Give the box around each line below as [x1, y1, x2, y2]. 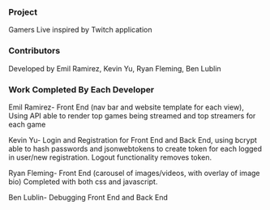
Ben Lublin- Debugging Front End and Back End [8, 192, 169, 202]
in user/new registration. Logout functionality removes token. [8, 152, 212, 162]
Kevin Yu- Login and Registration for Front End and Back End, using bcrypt [8, 135, 258, 144]
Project [8, 6, 38, 18]
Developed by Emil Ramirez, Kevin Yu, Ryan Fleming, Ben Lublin [8, 63, 221, 73]
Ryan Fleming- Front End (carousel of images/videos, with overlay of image [8, 168, 260, 178]
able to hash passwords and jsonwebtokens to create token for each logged [8, 144, 262, 153]
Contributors [8, 45, 61, 57]
